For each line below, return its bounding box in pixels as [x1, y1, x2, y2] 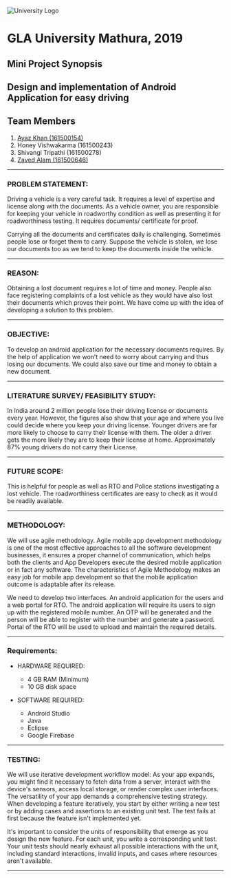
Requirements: [7, 646, 58, 656]
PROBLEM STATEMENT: [7, 179, 89, 189]
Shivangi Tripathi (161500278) [16, 148, 102, 156]
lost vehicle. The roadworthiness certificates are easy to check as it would [7, 489, 218, 498]
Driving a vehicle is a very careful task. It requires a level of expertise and [7, 195, 215, 203]
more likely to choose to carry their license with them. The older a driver [7, 428, 212, 436]
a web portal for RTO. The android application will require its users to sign [7, 601, 215, 609]
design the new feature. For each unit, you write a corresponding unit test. [7, 835, 218, 843]
